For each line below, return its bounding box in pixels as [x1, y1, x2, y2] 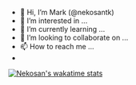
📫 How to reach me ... [19, 42, 94, 51]
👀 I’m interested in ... [19, 16, 88, 25]
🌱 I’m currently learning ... [19, 25, 106, 33]
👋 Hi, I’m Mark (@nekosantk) [19, 8, 114, 17]
